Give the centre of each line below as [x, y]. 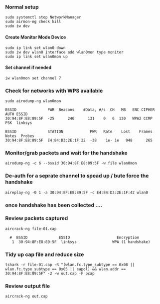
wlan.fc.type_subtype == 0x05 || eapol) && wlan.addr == [66, 269]
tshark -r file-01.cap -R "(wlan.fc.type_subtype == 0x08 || [70, 265]
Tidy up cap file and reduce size [45, 254]
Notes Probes [20, 136]
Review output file [28, 286]
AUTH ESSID [16, 114]
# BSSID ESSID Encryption [75, 237]
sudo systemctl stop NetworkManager [43, 17]
